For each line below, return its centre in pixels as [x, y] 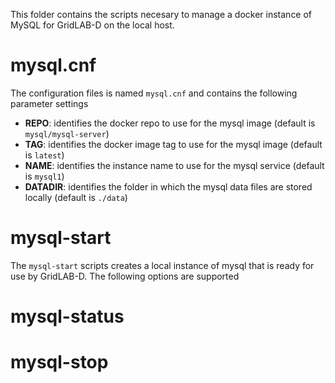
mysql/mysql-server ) [67, 133]
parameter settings [49, 103]
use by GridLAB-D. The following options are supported [125, 276]
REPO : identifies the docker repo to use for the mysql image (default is [170, 123]
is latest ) [44, 155]
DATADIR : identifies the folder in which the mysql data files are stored [168, 186]
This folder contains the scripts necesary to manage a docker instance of [161, 14]
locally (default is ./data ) [76, 197]
